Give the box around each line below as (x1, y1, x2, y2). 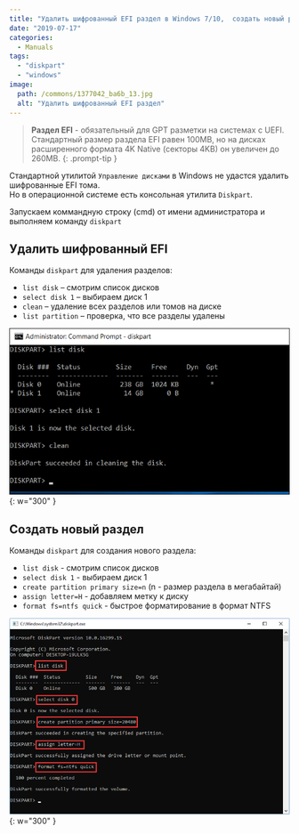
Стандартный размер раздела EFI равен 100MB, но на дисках (30, 134, 266, 144)
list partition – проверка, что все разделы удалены (21, 311, 225, 321)
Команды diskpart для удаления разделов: (9, 265, 174, 276)
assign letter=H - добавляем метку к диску (21, 591, 189, 602)
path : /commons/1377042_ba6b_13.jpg (17, 89, 153, 98)
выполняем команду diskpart (9, 215, 122, 226)
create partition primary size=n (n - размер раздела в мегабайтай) (21, 581, 282, 592)
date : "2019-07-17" (9, 23, 82, 33)
